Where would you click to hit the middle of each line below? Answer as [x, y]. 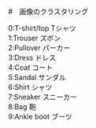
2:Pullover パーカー [39, 48]
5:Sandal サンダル [37, 77]
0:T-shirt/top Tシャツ [42, 28]
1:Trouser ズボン [35, 38]
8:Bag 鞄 [22, 107]
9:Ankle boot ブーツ [40, 117]
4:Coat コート [31, 68]
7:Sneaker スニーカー [42, 97]
